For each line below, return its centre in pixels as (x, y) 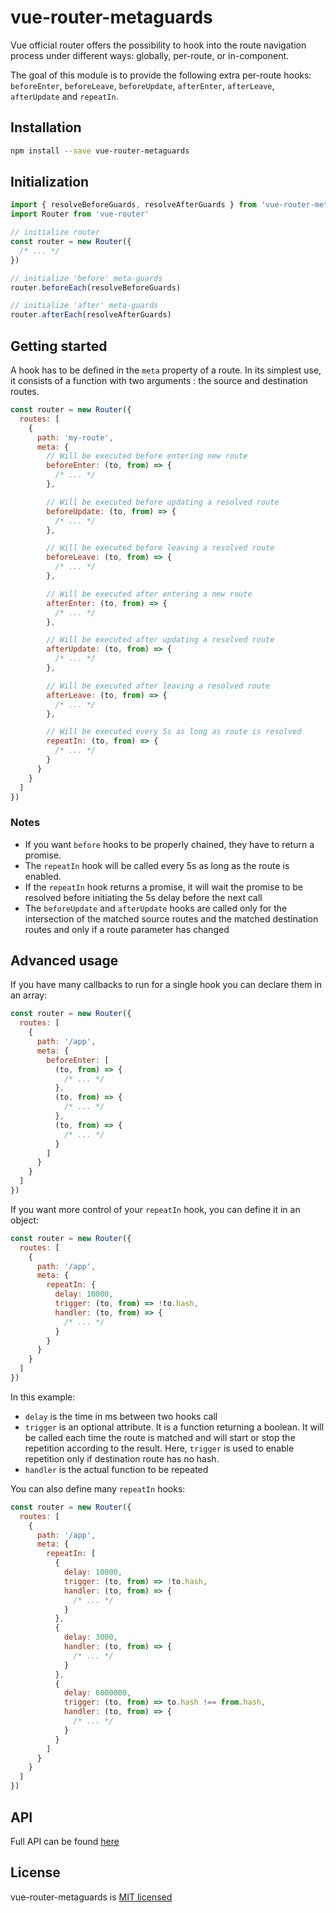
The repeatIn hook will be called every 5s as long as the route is (157, 865)
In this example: (43, 1397)
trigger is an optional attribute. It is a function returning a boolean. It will (174, 1427)
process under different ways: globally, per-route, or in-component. (150, 55)
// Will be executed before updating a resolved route (163, 502)
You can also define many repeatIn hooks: (98, 1488)
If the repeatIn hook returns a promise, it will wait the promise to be (163, 887)
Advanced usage (64, 961)
